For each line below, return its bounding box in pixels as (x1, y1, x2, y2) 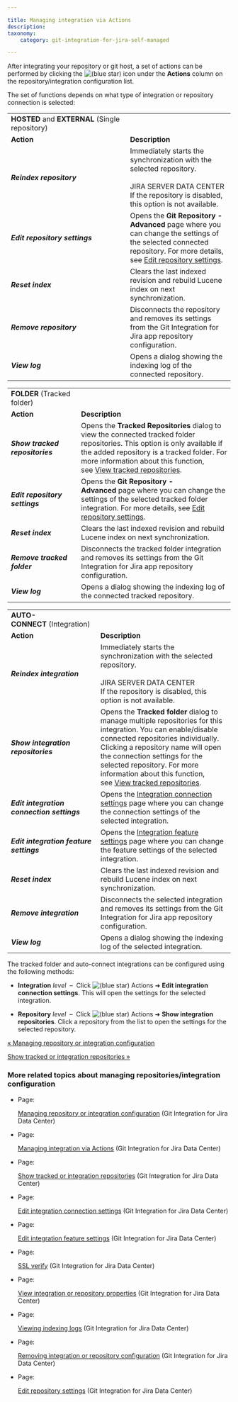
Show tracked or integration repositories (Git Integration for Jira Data (17, 1171, 219, 1180)
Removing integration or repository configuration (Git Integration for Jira (17, 1351, 228, 1359)
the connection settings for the (100, 751, 203, 761)
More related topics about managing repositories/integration (7, 1070, 221, 1080)
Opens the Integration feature (100, 827, 199, 837)
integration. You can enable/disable (100, 724, 218, 734)
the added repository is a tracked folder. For (81, 447, 227, 457)
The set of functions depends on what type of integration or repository (7, 91, 214, 99)
